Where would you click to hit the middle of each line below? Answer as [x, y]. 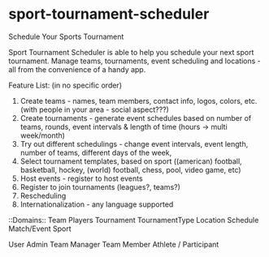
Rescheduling [43, 195]
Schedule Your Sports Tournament [66, 36]
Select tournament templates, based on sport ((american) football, [131, 161]
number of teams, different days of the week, [96, 152]
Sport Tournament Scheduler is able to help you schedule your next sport [131, 52]
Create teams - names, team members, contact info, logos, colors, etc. [139, 101]
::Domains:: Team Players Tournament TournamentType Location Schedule [134, 220]
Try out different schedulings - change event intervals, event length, [134, 143]
